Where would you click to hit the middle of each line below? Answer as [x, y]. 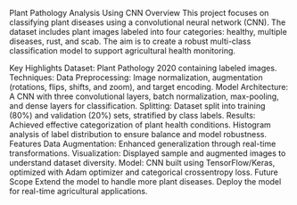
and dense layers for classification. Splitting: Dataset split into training [137, 106]
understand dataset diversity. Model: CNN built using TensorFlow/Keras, [142, 163]
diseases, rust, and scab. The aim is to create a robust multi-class [130, 41]
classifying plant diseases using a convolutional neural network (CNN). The [148, 22]
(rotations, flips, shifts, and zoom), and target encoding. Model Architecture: [149, 87]
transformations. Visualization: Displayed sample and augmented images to [148, 153]
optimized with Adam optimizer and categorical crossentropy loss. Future [144, 172]
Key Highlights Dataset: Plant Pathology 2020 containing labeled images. [143, 68]
